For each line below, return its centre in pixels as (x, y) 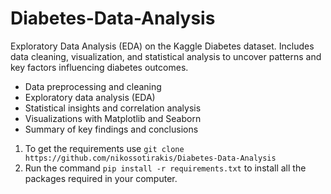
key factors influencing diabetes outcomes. (99, 67)
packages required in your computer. (101, 178)
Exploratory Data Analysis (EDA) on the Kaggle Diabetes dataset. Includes (162, 46)
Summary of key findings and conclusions (111, 129)
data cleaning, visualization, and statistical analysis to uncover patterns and (166, 56)
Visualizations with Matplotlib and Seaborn (113, 118)
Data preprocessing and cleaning (93, 86)
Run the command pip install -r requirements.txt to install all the (165, 168)
